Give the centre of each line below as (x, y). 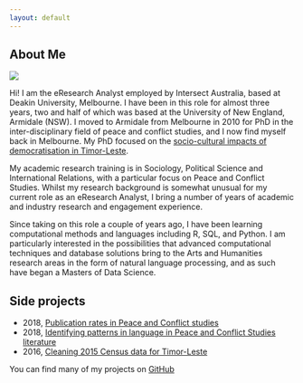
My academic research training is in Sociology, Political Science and (137, 168)
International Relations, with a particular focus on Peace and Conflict (137, 178)
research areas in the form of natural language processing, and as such (142, 263)
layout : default (40, 18)
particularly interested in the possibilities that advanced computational (140, 244)
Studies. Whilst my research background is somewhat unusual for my (138, 187)
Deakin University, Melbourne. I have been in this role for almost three (139, 103)
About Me (38, 55)
